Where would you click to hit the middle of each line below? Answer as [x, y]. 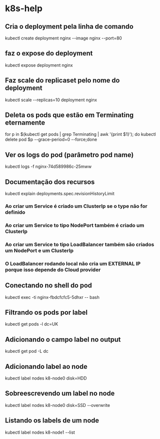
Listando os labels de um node [52, 421]
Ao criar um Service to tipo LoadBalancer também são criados [80, 244]
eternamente [25, 123]
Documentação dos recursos [50, 182]
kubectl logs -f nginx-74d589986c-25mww [48, 166]
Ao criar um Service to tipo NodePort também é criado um [75, 225]
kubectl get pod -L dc [27, 351]
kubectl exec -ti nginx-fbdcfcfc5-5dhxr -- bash [52, 297]
